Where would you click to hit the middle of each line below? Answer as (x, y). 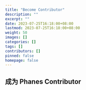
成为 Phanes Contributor (43, 81)
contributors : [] (23, 51)
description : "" (22, 14)
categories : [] (21, 42)
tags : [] (14, 46)
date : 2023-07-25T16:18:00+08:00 (39, 23)
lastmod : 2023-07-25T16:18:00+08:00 (43, 28)
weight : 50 (16, 33)
